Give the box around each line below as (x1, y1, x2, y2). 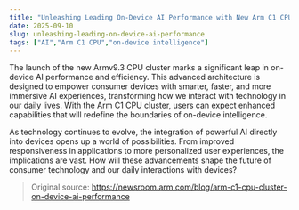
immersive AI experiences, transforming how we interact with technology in (9, 91, 287, 101)
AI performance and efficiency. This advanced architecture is (35, 72, 261, 83)
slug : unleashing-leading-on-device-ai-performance (9, 29, 205, 38)
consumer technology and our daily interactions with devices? (9, 165, 238, 175)
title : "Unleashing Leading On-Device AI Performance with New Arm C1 (9, 12, 277, 22)
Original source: (30, 182, 91, 192)
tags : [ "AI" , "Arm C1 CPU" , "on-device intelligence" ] (9, 37, 209, 47)
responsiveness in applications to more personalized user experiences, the (9, 146, 285, 157)
